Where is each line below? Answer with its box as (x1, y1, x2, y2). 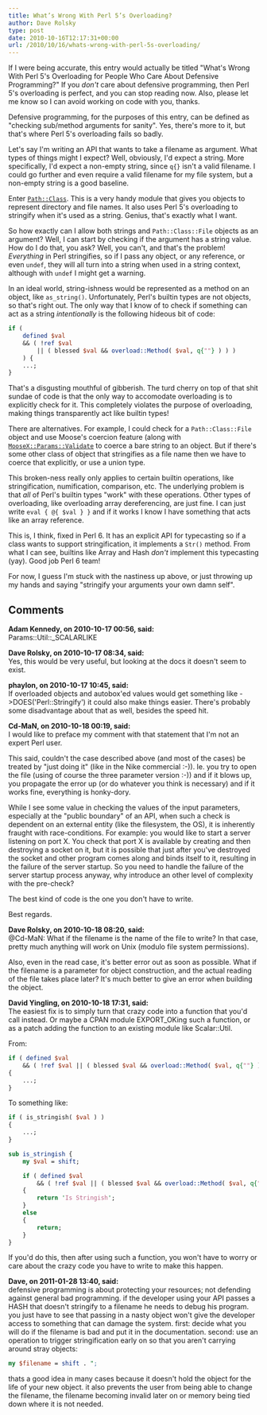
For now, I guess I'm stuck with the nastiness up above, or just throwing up (8, 572, 253, 581)
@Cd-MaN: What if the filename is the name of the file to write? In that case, (8, 934, 258, 943)
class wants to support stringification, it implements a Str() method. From (8, 539, 250, 549)
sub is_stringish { (8, 1150, 73, 1158)
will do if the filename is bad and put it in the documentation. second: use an (8, 1328, 258, 1337)
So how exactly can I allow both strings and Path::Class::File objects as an (8, 226, 259, 235)
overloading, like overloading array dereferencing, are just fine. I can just (8, 499, 246, 508)
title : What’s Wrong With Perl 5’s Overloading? (8, 11, 172, 20)
